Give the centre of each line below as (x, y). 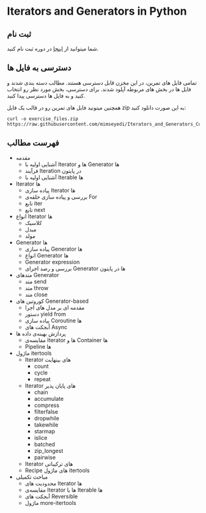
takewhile (46, 425)
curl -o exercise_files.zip (43, 119)
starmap (45, 431)
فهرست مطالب (33, 143)
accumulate (49, 398)
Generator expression (52, 262)
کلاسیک (33, 222)
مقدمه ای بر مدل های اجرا (55, 307)
